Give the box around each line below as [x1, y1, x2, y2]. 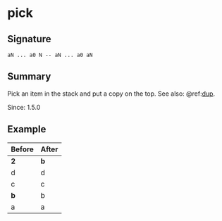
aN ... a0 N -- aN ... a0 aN [7, 51, 93, 58]
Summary [7, 70, 51, 82]
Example [7, 123, 47, 135]
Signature [7, 33, 51, 45]
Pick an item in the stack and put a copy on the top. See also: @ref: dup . [7, 89, 216, 98]
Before [11, 144, 34, 154]
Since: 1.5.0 [7, 103, 41, 111]
